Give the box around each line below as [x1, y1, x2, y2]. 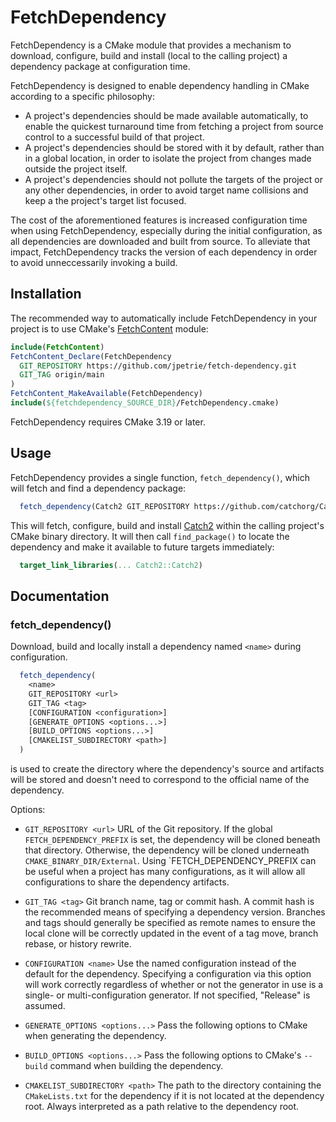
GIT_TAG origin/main [19, 370, 105, 380]
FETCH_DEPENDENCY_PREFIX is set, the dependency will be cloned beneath [24, 834, 321, 845]
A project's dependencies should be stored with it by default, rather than [24, 141, 325, 153]
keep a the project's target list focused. [24, 194, 187, 206]
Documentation [10, 587, 110, 605]
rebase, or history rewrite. [24, 938, 132, 950]
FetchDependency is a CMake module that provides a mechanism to [10, 39, 292, 51]
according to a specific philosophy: [10, 90, 155, 102]
